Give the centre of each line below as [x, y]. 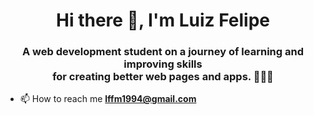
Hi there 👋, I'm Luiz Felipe [163, 20]
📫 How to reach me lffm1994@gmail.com [108, 99]
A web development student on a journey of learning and [163, 52]
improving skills [163, 64]
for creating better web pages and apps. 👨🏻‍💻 [163, 77]
